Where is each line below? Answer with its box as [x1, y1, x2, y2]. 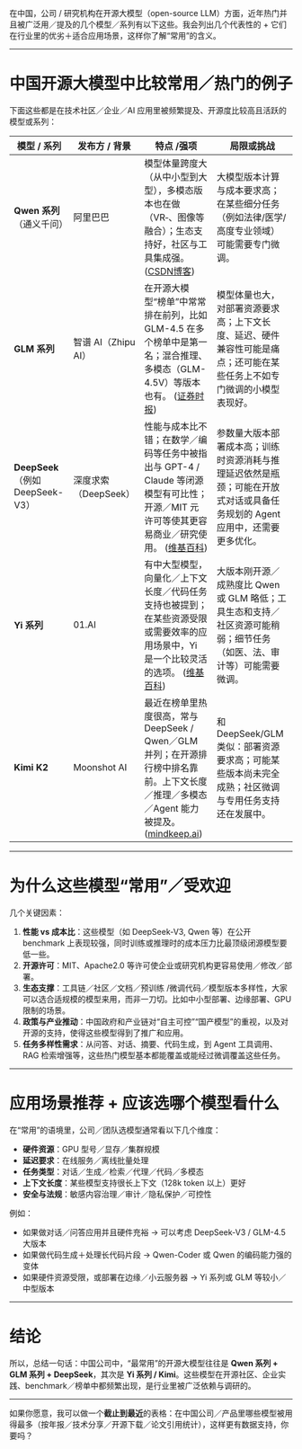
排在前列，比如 [143, 308, 208, 321]
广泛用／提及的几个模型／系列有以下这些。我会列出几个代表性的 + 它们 [24, 19, 288, 30]
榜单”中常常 [156, 295, 207, 307]
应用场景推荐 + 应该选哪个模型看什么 [9, 1093, 280, 1114]
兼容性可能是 [217, 342, 271, 355]
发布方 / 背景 [77, 139, 132, 152]
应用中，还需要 [217, 520, 280, 533]
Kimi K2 [13, 760, 49, 773]
